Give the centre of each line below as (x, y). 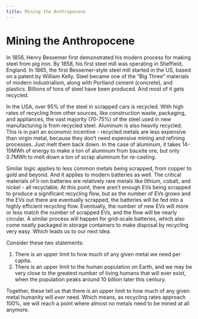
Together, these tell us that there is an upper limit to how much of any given (98, 291)
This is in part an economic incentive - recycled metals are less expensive (96, 131)
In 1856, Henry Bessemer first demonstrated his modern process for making (98, 57)
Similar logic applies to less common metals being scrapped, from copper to (99, 168)
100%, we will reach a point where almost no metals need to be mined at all (98, 303)
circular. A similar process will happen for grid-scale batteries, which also (95, 218)
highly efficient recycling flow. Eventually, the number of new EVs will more (97, 206)
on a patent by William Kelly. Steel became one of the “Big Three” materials (98, 76)
